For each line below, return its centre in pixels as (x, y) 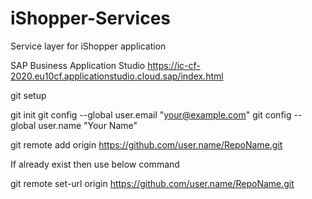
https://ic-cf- (174, 65)
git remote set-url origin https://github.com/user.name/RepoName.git (152, 183)
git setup (28, 95)
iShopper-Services (91, 18)
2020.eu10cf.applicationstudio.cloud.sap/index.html (117, 76)
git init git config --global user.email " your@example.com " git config (151, 114)
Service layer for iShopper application (88, 46)
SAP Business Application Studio (78, 65)
